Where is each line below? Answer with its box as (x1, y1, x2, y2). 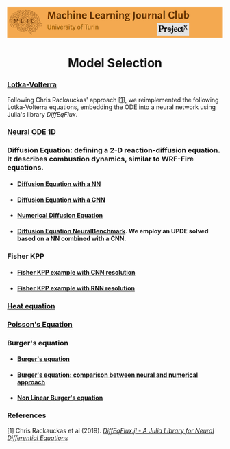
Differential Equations (7, 433, 68, 442)
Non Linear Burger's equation (16, 393, 103, 402)
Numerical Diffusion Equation (16, 211, 103, 220)
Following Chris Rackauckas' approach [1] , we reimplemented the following (7, 95, 219, 104)
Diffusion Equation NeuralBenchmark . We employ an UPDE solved (16, 227, 209, 235)
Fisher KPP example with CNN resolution (16, 268, 136, 277)
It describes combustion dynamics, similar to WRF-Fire (7, 154, 194, 164)
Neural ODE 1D (7, 127, 56, 137)
